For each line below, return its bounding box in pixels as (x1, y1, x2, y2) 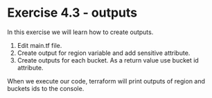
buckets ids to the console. (7, 84, 85, 92)
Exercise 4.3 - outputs (7, 5, 137, 21)
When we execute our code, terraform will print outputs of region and (7, 76, 206, 85)
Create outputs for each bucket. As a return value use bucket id (17, 56, 199, 64)
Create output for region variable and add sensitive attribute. (17, 49, 191, 57)
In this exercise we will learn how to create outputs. (7, 28, 154, 36)
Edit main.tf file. (17, 41, 62, 49)
